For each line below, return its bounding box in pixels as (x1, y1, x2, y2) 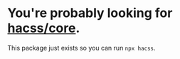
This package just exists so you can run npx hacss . (7, 43, 156, 52)
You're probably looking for (7, 5, 173, 21)
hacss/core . (7, 20, 80, 36)
